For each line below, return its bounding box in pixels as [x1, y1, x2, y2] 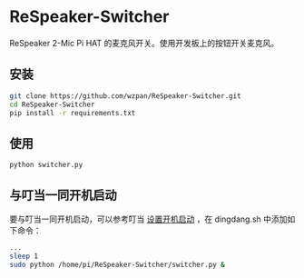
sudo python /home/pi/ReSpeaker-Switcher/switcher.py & [9, 260, 225, 269]
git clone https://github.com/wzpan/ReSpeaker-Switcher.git [9, 91, 242, 101]
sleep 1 [9, 252, 39, 261]
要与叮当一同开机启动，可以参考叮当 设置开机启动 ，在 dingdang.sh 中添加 [9, 213, 288, 224]
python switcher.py [9, 161, 83, 170]
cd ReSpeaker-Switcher [9, 100, 95, 109]
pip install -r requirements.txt [9, 108, 136, 117]
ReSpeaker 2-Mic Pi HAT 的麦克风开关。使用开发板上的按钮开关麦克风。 [9, 37, 279, 48]
